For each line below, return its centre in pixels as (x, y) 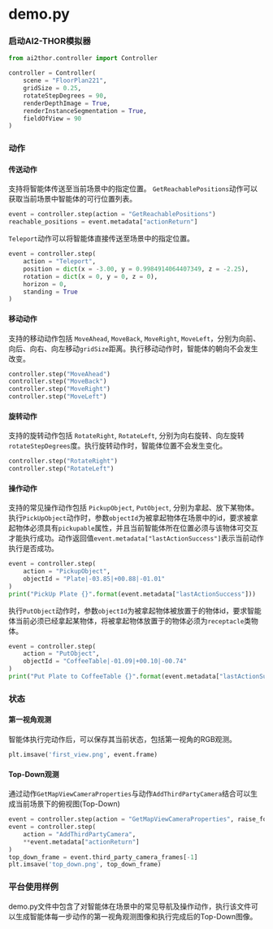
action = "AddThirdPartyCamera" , (80, 834)
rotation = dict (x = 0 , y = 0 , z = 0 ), (91, 276)
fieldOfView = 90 (52, 119)
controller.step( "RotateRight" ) (63, 461)
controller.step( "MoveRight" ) (60, 389)
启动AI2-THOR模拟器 (50, 41)
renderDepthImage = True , (67, 103)
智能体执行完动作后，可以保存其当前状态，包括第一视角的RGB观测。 (123, 740)
